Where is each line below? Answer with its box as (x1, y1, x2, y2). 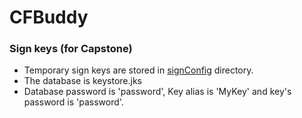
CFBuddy (9, 6, 89, 29)
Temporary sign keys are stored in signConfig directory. (23, 64, 254, 76)
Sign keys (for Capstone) (9, 42, 133, 56)
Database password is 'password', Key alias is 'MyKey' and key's (23, 86, 292, 98)
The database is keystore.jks (23, 75, 142, 87)
